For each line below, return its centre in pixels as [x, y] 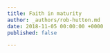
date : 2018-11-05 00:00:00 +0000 [55, 26]
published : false [32, 33]
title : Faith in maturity [44, 13]
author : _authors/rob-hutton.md [54, 20]
